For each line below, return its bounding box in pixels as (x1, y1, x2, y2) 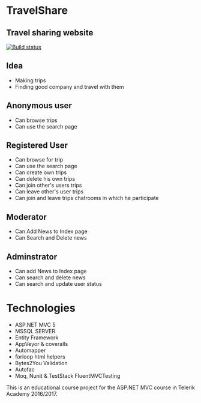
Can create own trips (14, 169, 67, 176)
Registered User (6, 141, 68, 151)
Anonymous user (6, 100, 72, 111)
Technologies (6, 301, 76, 315)
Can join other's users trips (14, 181, 82, 189)
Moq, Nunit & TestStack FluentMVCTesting (14, 372, 121, 379)
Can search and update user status (14, 280, 102, 288)
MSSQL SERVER (14, 328, 56, 335)
